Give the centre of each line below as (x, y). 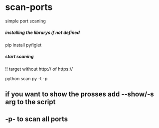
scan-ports (29, 7)
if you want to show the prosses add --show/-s (80, 94)
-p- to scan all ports (37, 119)
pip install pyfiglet (23, 45)
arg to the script (30, 102)
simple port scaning (25, 21)
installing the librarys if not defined (43, 32)
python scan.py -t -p (26, 78)
